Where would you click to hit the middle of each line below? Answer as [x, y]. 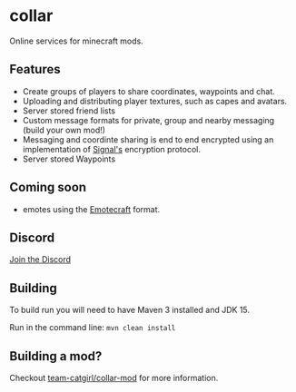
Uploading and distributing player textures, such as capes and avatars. [155, 101]
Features [35, 69]
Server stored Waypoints [69, 159]
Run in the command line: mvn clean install [93, 328]
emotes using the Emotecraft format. [91, 209]
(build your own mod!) [64, 130]
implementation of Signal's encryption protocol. [112, 149]
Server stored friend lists [69, 111]
